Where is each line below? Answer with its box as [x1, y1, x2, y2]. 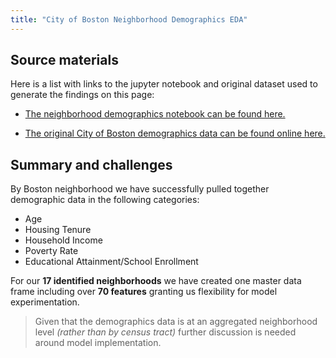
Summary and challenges [10, 156, 173, 173]
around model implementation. [34, 337, 162, 349]
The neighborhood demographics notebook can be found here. [24, 108, 286, 120]
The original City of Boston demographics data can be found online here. [24, 127, 326, 140]
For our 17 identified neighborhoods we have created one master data [10, 275, 302, 287]
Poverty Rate [24, 245, 79, 257]
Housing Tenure [24, 224, 92, 236]
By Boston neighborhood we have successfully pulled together [10, 183, 270, 195]
